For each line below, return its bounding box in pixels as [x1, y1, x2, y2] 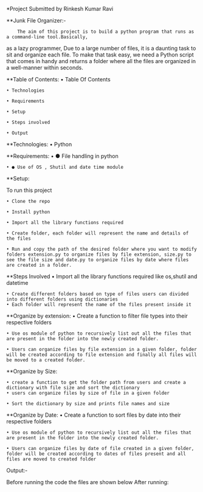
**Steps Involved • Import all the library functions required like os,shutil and [6, 273, 198, 280]
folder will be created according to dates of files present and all [6, 451, 187, 457]
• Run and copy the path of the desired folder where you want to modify [6, 246, 198, 252]
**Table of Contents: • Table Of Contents [6, 76, 111, 83]
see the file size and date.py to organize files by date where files [6, 257, 189, 263]
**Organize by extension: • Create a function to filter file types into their [6, 312, 188, 319]
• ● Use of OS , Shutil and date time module [6, 164, 123, 170]
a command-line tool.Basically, [6, 34, 88, 40]
